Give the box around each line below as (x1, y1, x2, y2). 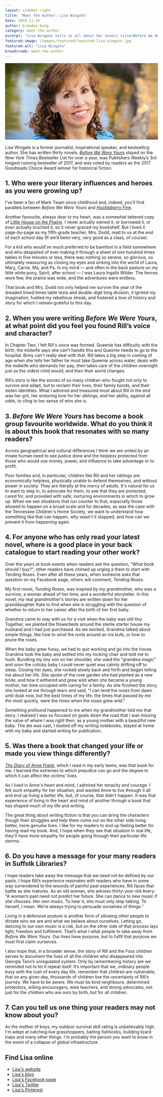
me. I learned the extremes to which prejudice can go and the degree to (5, 767, 149, 773)
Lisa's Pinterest (12, 1087, 43, 1093)
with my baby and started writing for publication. (5, 727, 102, 733)
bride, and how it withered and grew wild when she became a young (5, 677, 142, 683)
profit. (5, 463, 17, 469)
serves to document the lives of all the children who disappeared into (5, 953, 144, 959)
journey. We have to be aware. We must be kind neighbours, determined (5, 979, 149, 985)
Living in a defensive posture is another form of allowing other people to (5, 913, 149, 919)
